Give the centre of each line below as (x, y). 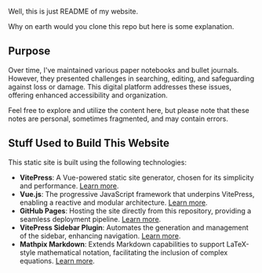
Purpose (29, 51)
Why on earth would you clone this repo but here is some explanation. (121, 26)
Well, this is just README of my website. (73, 11)
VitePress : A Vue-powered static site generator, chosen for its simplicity (136, 177)
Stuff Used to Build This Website (89, 143)
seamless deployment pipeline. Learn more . (90, 219)
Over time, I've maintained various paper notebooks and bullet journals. (124, 70)
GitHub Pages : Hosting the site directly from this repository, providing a (135, 210)
